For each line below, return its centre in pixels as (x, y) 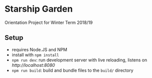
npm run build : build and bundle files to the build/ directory (73, 70)
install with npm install (35, 55)
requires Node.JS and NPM (39, 49)
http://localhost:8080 (33, 65)
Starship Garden (39, 9)
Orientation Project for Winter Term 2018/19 (49, 22)
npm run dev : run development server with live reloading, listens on (79, 60)
